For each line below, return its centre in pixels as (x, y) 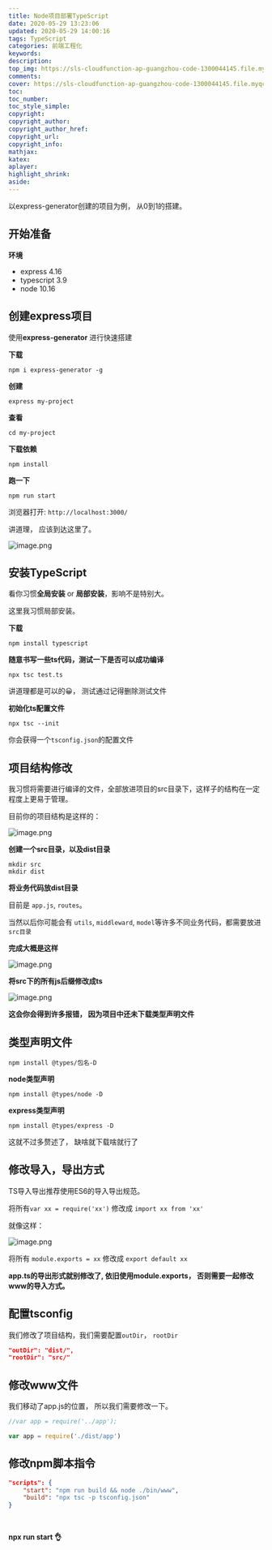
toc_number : (28, 99)
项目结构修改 (40, 768)
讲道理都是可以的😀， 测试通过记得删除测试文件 (88, 691)
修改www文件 (43, 1385)
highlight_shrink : (39, 174)
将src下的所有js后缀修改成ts (55, 981)
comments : (25, 76)
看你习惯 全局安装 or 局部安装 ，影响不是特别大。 (88, 594)
